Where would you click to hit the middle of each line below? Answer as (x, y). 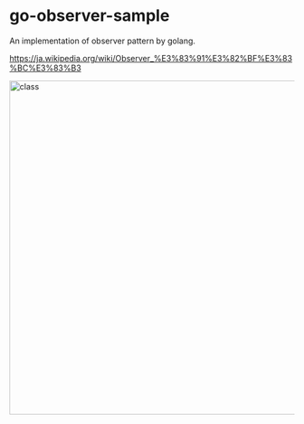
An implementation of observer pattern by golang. (103, 41)
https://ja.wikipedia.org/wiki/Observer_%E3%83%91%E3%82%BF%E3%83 (151, 58)
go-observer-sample (90, 16)
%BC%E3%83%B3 (45, 68)
